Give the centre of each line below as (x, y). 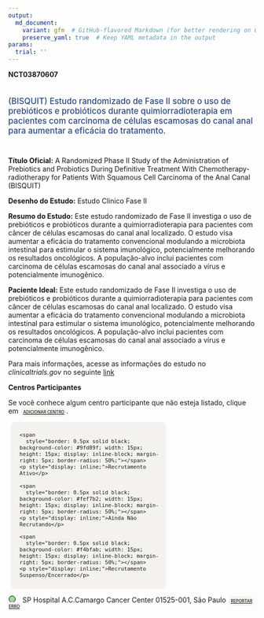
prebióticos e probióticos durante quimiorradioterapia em (120, 111)
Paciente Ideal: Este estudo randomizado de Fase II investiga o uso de (123, 290)
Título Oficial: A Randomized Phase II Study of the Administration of (119, 160)
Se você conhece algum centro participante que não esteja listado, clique (127, 402)
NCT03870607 (33, 74)
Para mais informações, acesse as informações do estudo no (107, 364)
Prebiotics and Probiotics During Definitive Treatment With (103, 168)
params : (21, 45)
